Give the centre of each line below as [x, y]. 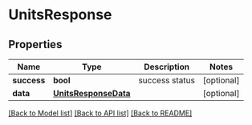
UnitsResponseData [92, 93]
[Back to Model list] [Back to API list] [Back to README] [100, 113]
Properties [35, 44]
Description [167, 67]
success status [167, 80]
